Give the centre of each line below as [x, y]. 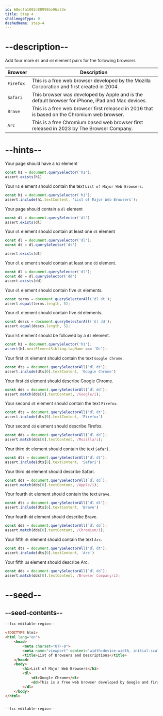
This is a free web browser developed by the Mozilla [91, 81]
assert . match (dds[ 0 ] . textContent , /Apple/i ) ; [52, 485]
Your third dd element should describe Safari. [50, 472]
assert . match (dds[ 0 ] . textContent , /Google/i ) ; [53, 394]
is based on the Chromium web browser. [78, 114]
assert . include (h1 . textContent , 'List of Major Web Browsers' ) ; [71, 199]
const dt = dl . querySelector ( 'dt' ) [41, 245]
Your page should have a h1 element [41, 163]
